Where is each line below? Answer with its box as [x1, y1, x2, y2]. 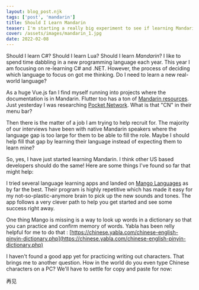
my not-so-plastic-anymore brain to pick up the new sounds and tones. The [6, 193, 191, 199]
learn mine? [6, 144, 35, 151]
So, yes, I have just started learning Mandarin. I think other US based [6, 156, 174, 162]
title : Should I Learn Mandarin [6, 19, 86, 25]
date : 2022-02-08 [6, 36, 49, 42]
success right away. [6, 205, 55, 211]
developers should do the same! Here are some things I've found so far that [6, 162, 191, 169]
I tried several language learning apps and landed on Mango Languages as [6, 180, 188, 187]
